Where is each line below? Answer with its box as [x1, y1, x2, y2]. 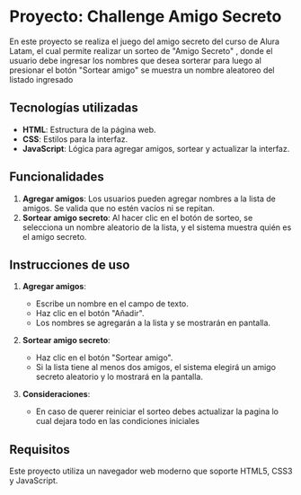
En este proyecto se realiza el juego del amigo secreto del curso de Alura [9, 36, 280, 47]
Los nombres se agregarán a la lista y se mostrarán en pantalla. [35, 317, 271, 329]
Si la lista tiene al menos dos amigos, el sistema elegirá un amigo [35, 362, 277, 373]
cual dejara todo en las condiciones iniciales [35, 416, 200, 427]
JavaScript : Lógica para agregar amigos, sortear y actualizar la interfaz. [22, 143, 290, 154]
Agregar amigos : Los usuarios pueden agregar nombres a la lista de [22, 193, 277, 204]
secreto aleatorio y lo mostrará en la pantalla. [35, 371, 204, 383]
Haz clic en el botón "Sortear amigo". [35, 352, 173, 363]
